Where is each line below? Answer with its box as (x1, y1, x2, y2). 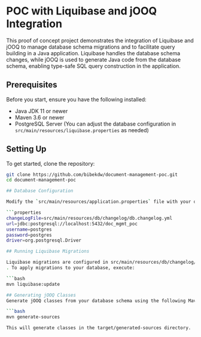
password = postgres (6, 232, 52, 238)
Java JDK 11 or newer (14, 107, 68, 115)
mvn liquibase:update (6, 281, 60, 287)
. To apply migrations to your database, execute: (6, 265, 135, 271)
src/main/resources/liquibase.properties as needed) (14, 126, 150, 133)
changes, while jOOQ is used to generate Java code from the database (6, 56, 181, 63)
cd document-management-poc (6, 177, 77, 183)
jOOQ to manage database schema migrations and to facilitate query (6, 43, 175, 50)
